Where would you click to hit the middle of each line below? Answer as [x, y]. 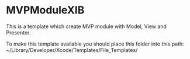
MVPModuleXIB [45, 10]
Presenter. [18, 32]
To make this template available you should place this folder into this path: [95, 44]
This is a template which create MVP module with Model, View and [86, 26]
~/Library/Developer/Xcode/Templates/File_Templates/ [72, 50]
